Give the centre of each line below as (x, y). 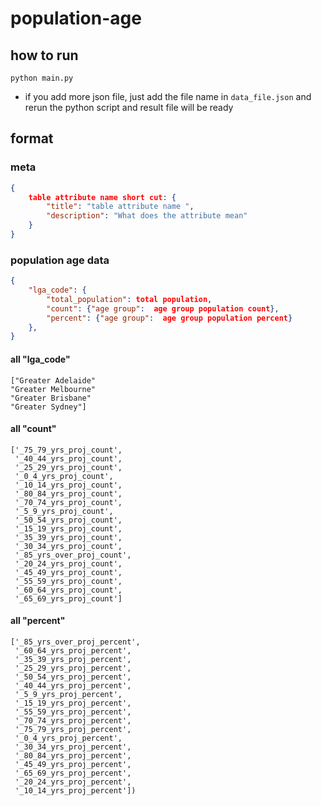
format (32, 138)
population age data (60, 260)
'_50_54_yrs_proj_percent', (73, 677)
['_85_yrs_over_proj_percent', (75, 642)
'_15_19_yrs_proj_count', (68, 528)
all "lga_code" (40, 359)
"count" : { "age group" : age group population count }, (163, 308)
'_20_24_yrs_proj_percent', (73, 782)
